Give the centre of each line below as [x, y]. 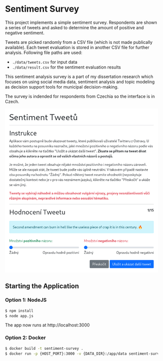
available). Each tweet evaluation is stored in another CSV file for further [77, 47]
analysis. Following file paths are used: [44, 53]
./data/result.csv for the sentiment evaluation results [66, 67]
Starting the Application [42, 286]
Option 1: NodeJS [26, 300]
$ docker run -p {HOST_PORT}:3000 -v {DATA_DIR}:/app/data [66, 354]
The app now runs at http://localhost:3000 [47, 325]
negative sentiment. [25, 33]
